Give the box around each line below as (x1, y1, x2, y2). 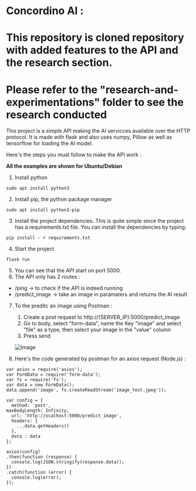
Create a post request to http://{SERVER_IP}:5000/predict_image (23, 313, 180, 321)
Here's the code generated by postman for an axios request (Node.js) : (14, 355, 186, 362)
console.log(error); (11, 475, 62, 480)
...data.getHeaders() (16, 423, 69, 429)
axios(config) (6, 449, 41, 455)
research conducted (6, 108, 107, 121)
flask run (6, 257, 31, 263)
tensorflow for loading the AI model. (6, 140, 93, 147)
